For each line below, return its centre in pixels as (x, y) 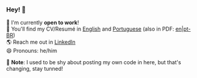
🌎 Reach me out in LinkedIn (41, 42)
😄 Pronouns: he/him (32, 51)
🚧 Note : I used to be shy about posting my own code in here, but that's (94, 62)
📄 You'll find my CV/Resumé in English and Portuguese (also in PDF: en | (95, 29)
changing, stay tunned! (35, 69)
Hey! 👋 (16, 10)
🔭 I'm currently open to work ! (43, 23)
